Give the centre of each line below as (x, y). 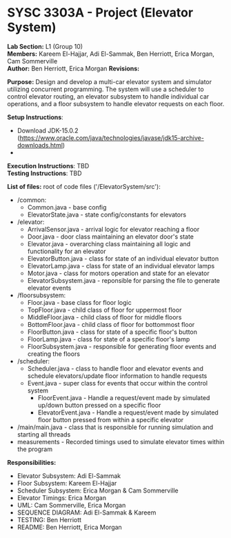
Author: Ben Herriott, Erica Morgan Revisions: (73, 68)
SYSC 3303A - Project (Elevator (100, 13)
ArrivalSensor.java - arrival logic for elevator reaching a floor (113, 229)
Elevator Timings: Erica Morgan (62, 497)
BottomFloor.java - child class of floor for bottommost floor (111, 324)
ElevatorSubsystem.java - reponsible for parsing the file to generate (124, 280)
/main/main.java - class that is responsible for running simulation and (115, 427)
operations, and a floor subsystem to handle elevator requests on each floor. (116, 103)
